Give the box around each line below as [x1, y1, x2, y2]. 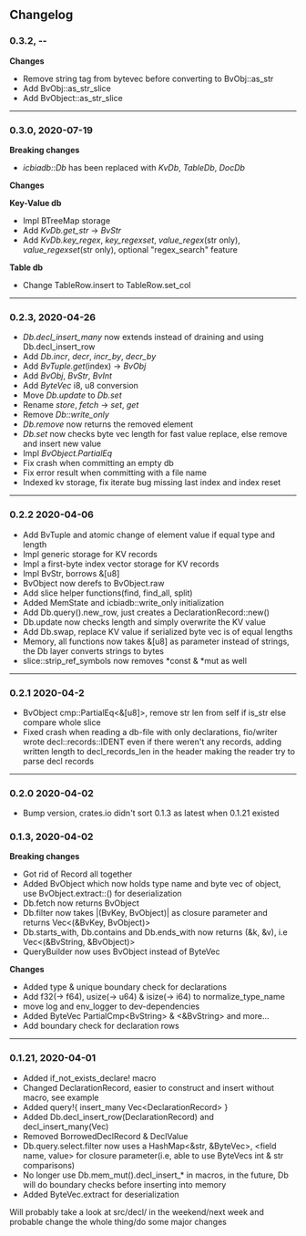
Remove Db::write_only [22, 410, 109, 421]
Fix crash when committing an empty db [22, 458, 175, 469]
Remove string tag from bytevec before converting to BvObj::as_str [22, 73, 274, 84]
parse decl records [22, 755, 94, 766]
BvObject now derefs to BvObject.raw [22, 577, 165, 588]
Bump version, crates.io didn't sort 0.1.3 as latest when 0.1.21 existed [22, 807, 280, 819]
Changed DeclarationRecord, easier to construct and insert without [22, 1082, 275, 1093]
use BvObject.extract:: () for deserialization [22, 888, 182, 899]
